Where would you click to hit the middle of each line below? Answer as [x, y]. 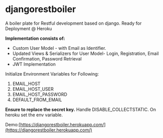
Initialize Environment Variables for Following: [52, 74]
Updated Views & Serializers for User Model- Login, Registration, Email [86, 53]
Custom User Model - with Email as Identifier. [59, 48]
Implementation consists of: [35, 38]
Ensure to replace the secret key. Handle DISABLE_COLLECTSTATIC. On [81, 109]
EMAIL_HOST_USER [33, 89]
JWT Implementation [34, 64]
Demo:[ [13, 124]
